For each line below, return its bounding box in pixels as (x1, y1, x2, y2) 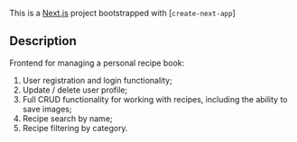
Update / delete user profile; (22, 84, 128, 95)
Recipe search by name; (22, 112, 113, 124)
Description (9, 33, 77, 49)
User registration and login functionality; (22, 75, 173, 85)
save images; (22, 103, 72, 114)
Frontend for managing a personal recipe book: (9, 58, 185, 68)
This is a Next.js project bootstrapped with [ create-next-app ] (9, 8, 237, 18)
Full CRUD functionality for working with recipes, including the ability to (22, 93, 288, 104)
